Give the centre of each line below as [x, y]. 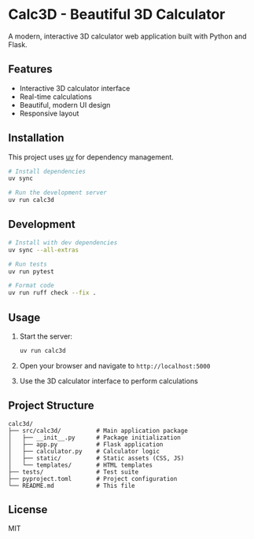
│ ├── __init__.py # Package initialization [94, 438]
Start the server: [46, 336]
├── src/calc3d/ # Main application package [98, 431]
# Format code [31, 286]
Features [30, 70]
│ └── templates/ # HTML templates [81, 465]
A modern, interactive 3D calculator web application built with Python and [127, 36]
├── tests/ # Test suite [74, 472]
